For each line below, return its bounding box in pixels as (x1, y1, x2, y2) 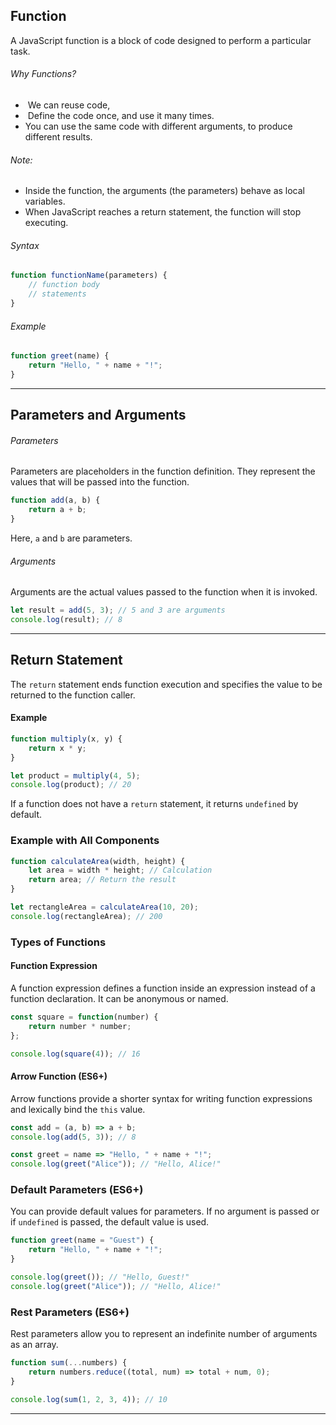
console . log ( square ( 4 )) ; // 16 (10, 1049, 141, 1059)
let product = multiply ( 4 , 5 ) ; (10, 770, 141, 781)
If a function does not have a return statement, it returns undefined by (10, 798, 299, 810)
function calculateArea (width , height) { (10, 856, 186, 866)
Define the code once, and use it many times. (27, 110, 215, 122)
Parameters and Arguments (10, 407, 187, 424)
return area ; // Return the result (28, 875, 177, 885)
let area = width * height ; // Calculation (28, 865, 213, 876)
